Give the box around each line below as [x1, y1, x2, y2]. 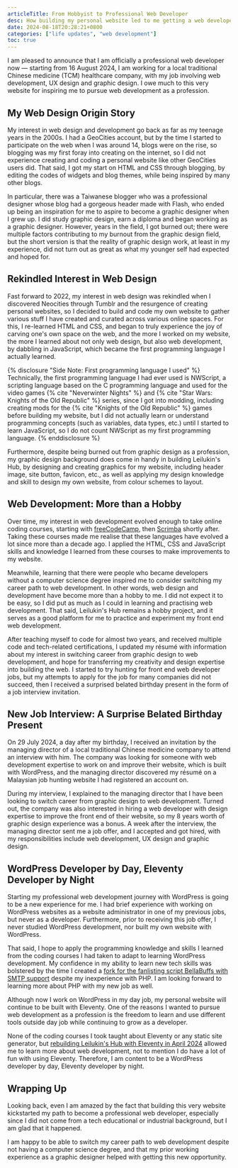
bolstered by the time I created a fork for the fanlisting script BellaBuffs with [7, 967, 229, 975]
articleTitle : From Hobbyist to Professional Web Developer [7, 10, 189, 18]
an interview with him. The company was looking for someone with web [7, 753, 217, 762]
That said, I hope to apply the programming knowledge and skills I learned [7, 944, 224, 952]
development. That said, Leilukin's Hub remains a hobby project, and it [7, 606, 214, 614]
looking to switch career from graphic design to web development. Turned [7, 797, 225, 806]
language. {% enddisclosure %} [7, 433, 101, 442]
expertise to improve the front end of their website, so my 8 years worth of [7, 812, 225, 821]
